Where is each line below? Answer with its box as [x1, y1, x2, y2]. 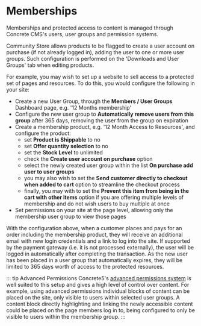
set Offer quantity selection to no [23, 142, 108, 149]
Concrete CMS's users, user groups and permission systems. [6, 30, 158, 37]
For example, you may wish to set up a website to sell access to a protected [6, 73, 194, 80]
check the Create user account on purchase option [23, 155, 153, 162]
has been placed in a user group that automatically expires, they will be [6, 256, 183, 263]
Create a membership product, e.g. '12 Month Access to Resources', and [14, 123, 196, 130]
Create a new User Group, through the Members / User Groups [14, 98, 173, 105]
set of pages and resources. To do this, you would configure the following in [6, 80, 196, 87]
